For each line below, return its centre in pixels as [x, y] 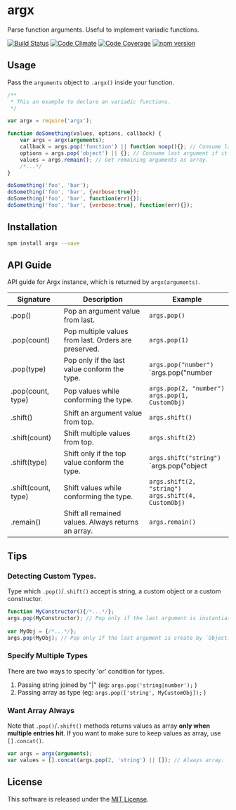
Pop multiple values [96, 331]
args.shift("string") [185, 458]
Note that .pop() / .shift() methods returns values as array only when [109, 726]
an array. [78, 531]
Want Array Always [41, 710]
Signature [34, 300]
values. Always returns [101, 522]
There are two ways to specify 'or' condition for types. [86, 671]
